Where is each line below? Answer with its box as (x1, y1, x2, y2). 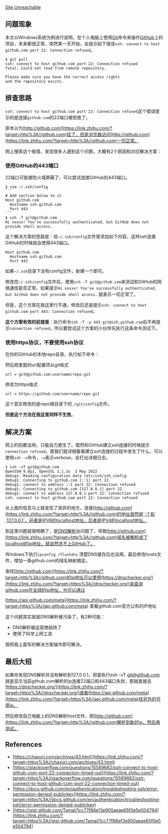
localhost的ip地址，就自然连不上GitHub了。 (5, 541, 95, 547)
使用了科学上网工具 (12, 631, 53, 637)
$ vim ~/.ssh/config (5, 184, 49, 189)
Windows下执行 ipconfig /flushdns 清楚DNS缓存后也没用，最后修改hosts (5, 551, 157, 557)
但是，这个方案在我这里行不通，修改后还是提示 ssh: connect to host (5, 301, 147, 308)
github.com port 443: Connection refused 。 (5, 308, 98, 314)
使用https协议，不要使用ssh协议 (5, 339, 84, 346)
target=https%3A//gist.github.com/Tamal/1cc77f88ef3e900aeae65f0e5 (12, 817, 161, 823)
